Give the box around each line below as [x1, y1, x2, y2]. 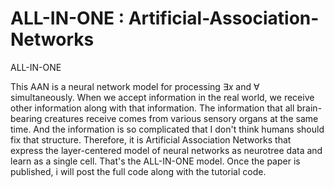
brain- [296, 102, 323, 114]
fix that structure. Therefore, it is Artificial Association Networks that [10, 133, 292, 146]
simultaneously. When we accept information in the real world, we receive [10, 91, 315, 103]
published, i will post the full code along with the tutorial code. [10, 165, 267, 177]
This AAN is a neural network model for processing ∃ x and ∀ [10, 80, 260, 92]
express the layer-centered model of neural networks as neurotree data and [10, 144, 323, 156]
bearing [10, 112, 43, 124]
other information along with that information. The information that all [10, 102, 295, 114]
